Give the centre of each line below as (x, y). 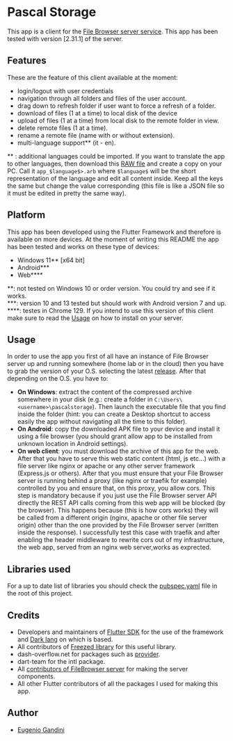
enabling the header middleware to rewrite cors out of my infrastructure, (121, 540)
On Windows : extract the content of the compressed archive (105, 392)
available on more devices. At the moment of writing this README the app (113, 239)
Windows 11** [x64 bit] (51, 260)
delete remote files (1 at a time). (62, 128)
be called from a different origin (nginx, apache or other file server (112, 518)
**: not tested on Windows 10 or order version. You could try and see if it (111, 288)
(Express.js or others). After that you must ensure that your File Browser (120, 473)
